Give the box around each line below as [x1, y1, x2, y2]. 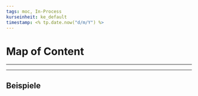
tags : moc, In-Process [6, 8, 62, 15]
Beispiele [6, 80, 41, 91]
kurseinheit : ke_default [6, 14, 67, 20]
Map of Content [6, 44, 84, 58]
